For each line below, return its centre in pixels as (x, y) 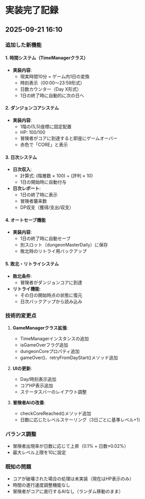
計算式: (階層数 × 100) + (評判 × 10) (57, 176)
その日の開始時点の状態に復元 (51, 295)
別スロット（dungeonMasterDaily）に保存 (64, 245)
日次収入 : (22, 169)
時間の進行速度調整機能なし (41, 485)
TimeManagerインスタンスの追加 (55, 338)
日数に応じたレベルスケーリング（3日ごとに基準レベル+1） (81, 419)
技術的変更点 (21, 316)
